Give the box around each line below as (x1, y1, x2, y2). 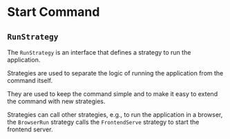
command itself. (7, 77, 53, 84)
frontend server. (7, 125, 53, 133)
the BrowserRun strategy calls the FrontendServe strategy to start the (7, 118, 200, 126)
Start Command (7, 4, 100, 20)
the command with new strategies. (7, 98, 106, 105)
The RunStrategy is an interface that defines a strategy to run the (7, 48, 191, 56)
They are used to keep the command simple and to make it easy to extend (7, 90, 218, 98)
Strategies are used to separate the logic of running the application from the (7, 69, 224, 77)
